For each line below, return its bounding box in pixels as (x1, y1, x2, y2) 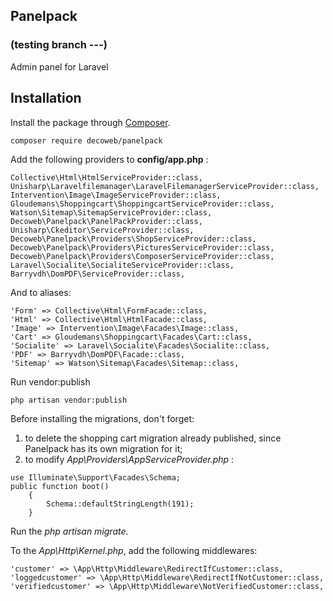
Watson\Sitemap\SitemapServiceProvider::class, (10, 207, 213, 218)
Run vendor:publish (10, 375, 91, 388)
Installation (10, 90, 82, 107)
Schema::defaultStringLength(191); (46, 499, 195, 509)
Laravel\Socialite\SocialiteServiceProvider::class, (10, 260, 235, 270)
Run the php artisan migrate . (10, 525, 129, 537)
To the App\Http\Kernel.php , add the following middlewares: (10, 544, 258, 556)
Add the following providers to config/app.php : (10, 153, 209, 165)
